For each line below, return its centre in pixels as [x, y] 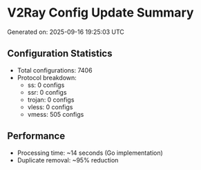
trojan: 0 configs [51, 100]
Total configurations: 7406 [55, 70]
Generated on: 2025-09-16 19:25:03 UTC [66, 32]
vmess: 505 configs [56, 114]
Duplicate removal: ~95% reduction [68, 160]
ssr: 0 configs [47, 92]
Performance [36, 136]
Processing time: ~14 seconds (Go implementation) [90, 153]
